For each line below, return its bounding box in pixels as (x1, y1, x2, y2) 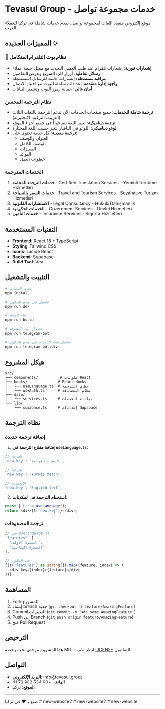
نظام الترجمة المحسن (5, 98, 52, 105)
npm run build (5, 317, 34, 322)
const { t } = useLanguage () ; (5, 504, 67, 509)
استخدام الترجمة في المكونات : (12, 494, 67, 500)
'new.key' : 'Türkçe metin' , (5, 472, 63, 477)
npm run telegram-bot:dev (5, 344, 58, 349)
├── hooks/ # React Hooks (5, 379, 87, 385)
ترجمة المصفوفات (5, 520, 43, 527)
